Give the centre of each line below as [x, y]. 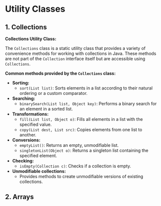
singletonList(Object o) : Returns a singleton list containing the [84, 150]
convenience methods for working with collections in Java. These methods [81, 53]
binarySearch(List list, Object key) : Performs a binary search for [88, 103]
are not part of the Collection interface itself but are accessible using [75, 59]
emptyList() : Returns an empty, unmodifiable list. [69, 145]
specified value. [35, 124]
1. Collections [26, 27]
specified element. [38, 156]
